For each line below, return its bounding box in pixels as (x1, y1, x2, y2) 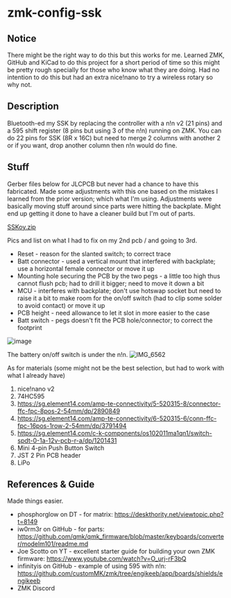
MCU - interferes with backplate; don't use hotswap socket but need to (17, 286, 221, 294)
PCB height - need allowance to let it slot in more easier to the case (17, 308, 210, 317)
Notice (7, 33, 37, 44)
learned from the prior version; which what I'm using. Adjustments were (7, 194, 212, 203)
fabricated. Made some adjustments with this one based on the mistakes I (7, 187, 219, 195)
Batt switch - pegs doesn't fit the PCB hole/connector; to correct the (17, 316, 213, 324)
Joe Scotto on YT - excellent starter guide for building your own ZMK (17, 547, 215, 556)
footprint (17, 323, 43, 331)
